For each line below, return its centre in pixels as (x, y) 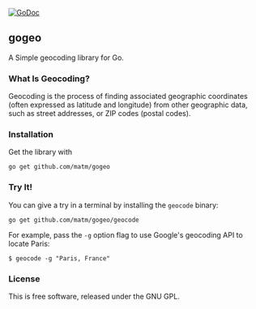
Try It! (20, 187)
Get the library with (41, 152)
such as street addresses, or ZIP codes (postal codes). (100, 114)
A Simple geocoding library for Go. (66, 58)
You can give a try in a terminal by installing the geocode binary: (113, 205)
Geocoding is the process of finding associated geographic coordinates (128, 97)
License (24, 278)
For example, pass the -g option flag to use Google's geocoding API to (126, 234)
